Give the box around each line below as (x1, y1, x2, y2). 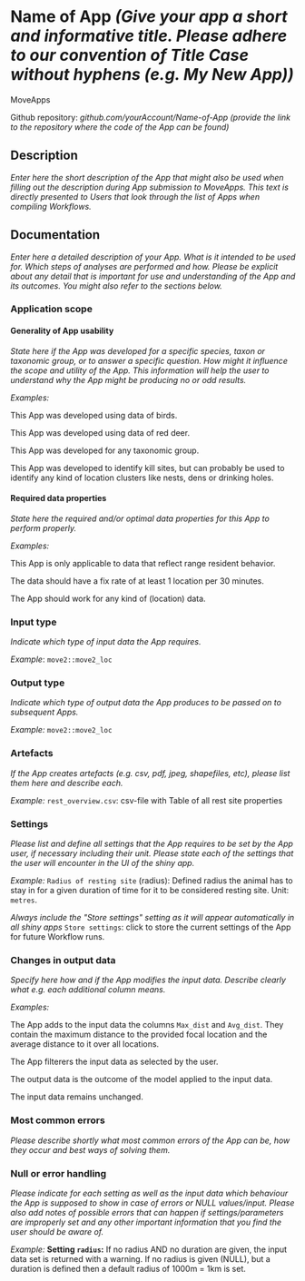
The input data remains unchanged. (10, 1091, 143, 1102)
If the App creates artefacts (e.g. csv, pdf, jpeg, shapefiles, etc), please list (10, 767, 290, 778)
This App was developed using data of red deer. (10, 427, 190, 438)
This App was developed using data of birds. (10, 409, 178, 420)
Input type (10, 616, 57, 628)
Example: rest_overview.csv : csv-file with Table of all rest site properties (10, 794, 283, 805)
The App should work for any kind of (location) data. (10, 593, 207, 604)
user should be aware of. (10, 1226, 104, 1237)
